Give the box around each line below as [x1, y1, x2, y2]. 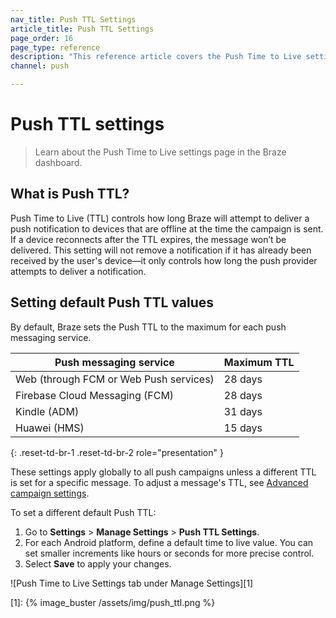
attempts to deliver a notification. [10, 265, 147, 277]
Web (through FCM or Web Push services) [15, 372, 215, 386]
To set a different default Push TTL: [10, 506, 157, 518]
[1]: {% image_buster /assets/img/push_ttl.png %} [10, 596, 216, 608]
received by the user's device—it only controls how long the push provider [10, 254, 318, 266]
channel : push [10, 61, 70, 71]
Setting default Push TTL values [10, 294, 215, 311]
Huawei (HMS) [15, 421, 85, 435]
